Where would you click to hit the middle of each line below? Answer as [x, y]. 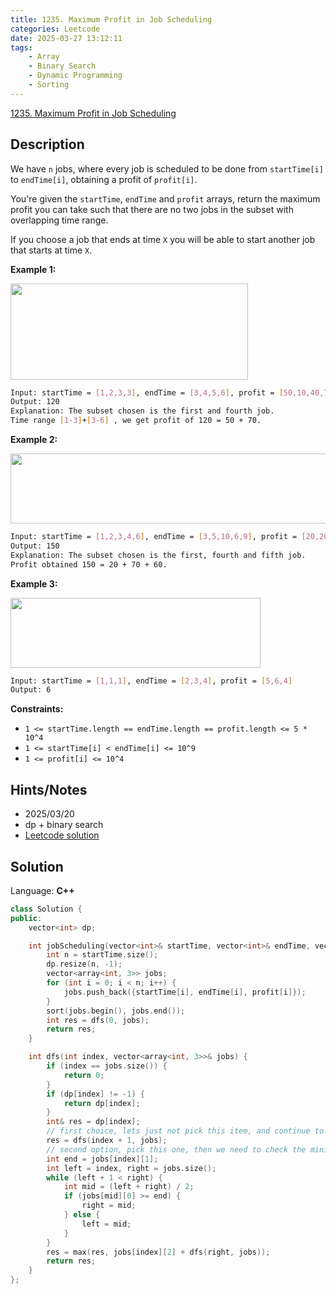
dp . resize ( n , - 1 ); [84, 964]
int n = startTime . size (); [102, 955]
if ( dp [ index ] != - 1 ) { [95, 1094]
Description [47, 144]
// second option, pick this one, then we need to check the [176, 1149]
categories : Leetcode [55, 29]
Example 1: [33, 269]
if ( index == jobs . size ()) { [107, 1066]
